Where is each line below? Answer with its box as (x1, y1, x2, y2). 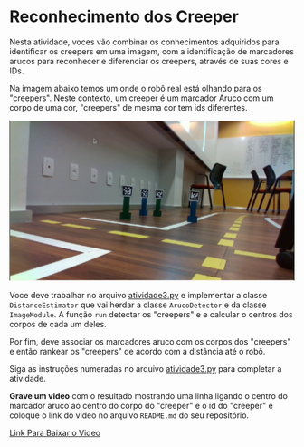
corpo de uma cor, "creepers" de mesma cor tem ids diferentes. (9, 102, 248, 112)
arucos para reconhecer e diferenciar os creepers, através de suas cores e (9, 55, 289, 66)
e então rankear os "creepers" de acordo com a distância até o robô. (9, 346, 266, 357)
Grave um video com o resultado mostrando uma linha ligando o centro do (9, 391, 288, 402)
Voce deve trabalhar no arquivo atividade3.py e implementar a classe (9, 290, 268, 301)
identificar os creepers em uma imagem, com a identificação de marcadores (9, 45, 294, 56)
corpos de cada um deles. (9, 319, 107, 330)
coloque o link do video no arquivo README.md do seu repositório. (9, 410, 250, 421)
